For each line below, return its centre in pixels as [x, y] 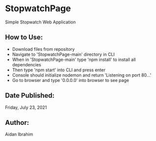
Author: [17, 122]
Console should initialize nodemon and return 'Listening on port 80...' [82, 75]
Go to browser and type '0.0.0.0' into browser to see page [71, 80]
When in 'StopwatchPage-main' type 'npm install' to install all [74, 60]
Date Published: [30, 96]
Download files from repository [43, 49]
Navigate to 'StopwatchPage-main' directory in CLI [63, 54]
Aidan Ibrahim [19, 134]
